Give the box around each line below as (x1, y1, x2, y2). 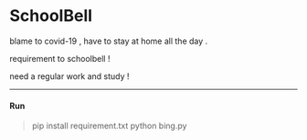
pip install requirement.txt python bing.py (31, 120, 187, 132)
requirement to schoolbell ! (9, 53, 111, 64)
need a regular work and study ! (9, 70, 130, 82)
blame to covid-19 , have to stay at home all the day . (9, 35, 208, 46)
